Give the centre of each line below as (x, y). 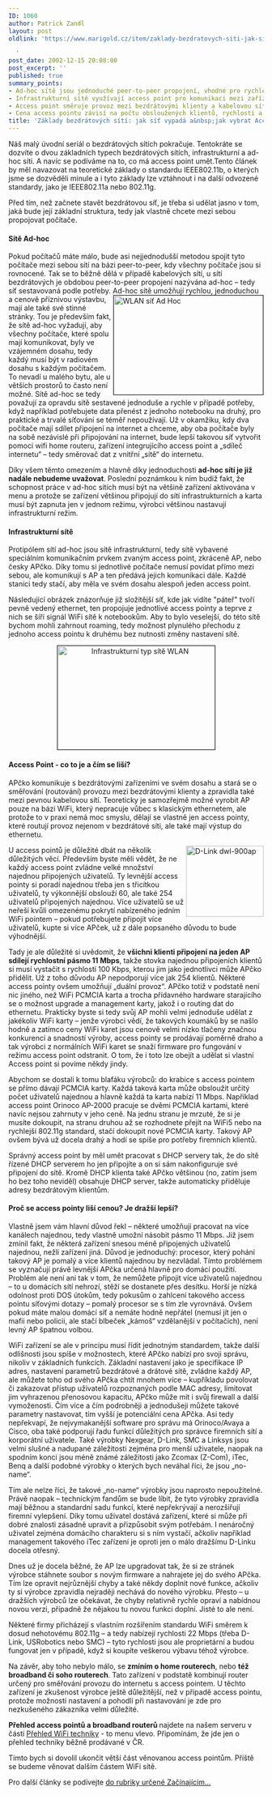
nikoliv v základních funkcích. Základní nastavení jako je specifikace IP (126, 1362)
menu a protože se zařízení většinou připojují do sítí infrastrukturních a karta (136, 496)
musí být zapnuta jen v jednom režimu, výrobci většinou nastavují (117, 505)
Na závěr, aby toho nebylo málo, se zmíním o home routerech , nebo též (129, 1666)
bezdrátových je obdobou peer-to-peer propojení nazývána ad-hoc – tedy (132, 282)
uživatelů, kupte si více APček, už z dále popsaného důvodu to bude (123, 927)
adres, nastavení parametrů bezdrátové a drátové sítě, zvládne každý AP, (130, 1371)
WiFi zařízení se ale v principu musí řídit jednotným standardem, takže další (134, 1345)
